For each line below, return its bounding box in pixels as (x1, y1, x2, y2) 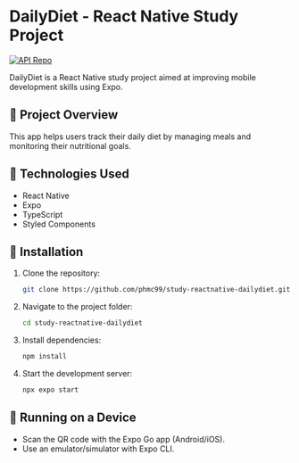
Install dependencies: (21, 335, 102, 345)
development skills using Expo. (9, 81, 123, 92)
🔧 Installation (9, 244, 84, 260)
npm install (21, 352, 67, 361)
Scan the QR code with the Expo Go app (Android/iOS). (21, 434, 226, 444)
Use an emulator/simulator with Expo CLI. (21, 443, 175, 454)
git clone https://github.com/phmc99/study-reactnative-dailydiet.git (21, 285, 291, 294)
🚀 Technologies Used (9, 167, 129, 182)
